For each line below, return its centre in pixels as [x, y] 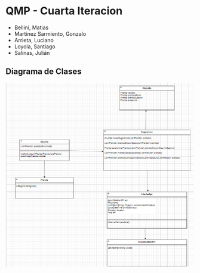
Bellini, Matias [31, 27]
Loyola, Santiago [35, 46]
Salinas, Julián [32, 52]
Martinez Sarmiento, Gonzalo [50, 33]
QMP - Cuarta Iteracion [64, 11]
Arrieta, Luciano [34, 40]
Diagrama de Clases [44, 72]
